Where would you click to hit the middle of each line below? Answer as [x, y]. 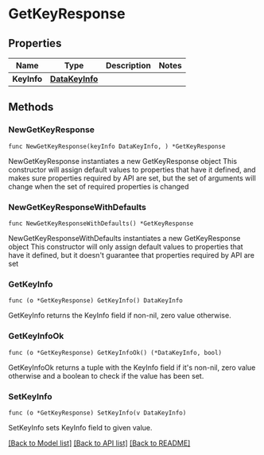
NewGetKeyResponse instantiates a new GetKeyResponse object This [122, 161]
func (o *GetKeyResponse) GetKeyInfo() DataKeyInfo [95, 301]
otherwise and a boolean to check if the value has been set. [106, 375]
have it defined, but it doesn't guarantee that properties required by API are [131, 255]
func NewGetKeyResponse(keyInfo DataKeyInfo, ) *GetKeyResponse [117, 146]
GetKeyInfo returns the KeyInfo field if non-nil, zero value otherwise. [120, 316]
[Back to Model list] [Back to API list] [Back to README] [99, 443]
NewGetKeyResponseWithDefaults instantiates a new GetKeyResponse [124, 238]
